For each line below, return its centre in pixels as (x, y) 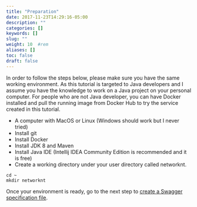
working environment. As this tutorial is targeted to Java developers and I (95, 84)
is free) (23, 158)
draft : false (22, 61)
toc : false (19, 55)
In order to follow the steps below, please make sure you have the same (93, 78)
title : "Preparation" (33, 11)
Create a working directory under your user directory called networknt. (101, 164)
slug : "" (17, 39)
